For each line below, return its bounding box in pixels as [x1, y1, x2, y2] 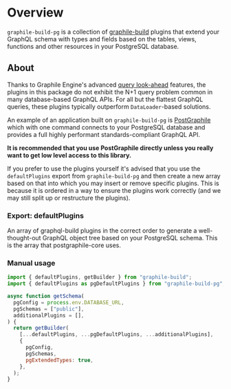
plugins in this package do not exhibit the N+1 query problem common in [7, 87, 213, 96]
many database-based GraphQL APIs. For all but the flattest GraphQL [7, 95, 203, 103]
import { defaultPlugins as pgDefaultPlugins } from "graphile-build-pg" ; [7, 280, 226, 287]
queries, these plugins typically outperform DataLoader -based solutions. [7, 102, 211, 111]
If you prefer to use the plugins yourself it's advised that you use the [7, 164, 201, 173]
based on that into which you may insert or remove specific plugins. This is [7, 179, 219, 187]
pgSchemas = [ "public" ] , [13, 305, 85, 313]
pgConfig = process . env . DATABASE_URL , [13, 299, 125, 306]
